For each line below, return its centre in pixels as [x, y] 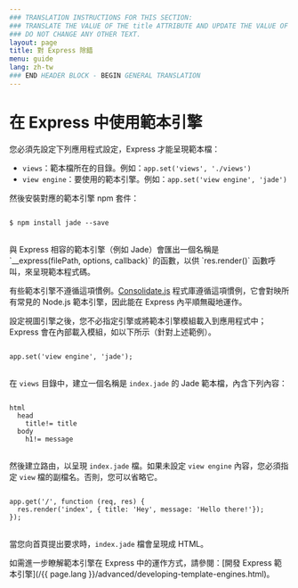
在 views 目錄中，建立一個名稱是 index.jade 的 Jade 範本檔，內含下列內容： [148, 383]
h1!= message [49, 439]
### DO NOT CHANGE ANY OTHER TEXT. [75, 34]
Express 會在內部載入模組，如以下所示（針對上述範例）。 [113, 332]
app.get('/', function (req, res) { [77, 501]
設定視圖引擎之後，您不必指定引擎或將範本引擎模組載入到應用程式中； [138, 320]
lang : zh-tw [31, 68]
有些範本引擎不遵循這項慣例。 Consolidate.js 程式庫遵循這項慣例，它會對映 [145, 290]
